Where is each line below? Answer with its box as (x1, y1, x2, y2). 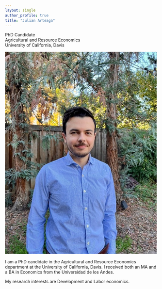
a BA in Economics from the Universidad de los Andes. (5, 269, 114, 275)
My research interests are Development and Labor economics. (5, 279, 130, 285)
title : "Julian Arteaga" (5, 18, 55, 23)
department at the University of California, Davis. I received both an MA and (5, 264, 157, 270)
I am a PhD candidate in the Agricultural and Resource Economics (5, 259, 137, 265)
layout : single (5, 8, 36, 13)
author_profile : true (5, 13, 49, 18)
